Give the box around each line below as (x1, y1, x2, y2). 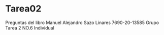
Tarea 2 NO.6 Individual (5, 24, 54, 30)
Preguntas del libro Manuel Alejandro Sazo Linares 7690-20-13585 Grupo (5, 19, 159, 25)
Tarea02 (5, 3, 42, 14)
